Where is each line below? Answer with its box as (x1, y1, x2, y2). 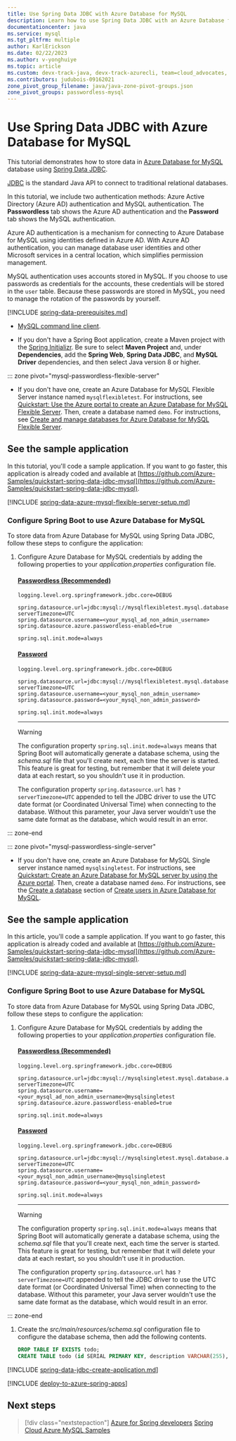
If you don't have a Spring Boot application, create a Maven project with (17, 335, 225, 344)
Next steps (7, 1399, 56, 1411)
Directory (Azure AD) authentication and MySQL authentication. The (7, 200, 204, 209)
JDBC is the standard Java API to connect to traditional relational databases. (7, 179, 228, 187)
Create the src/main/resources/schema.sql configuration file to (17, 1325, 201, 1334)
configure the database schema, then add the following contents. (17, 1332, 207, 1341)
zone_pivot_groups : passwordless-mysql (7, 89, 124, 96)
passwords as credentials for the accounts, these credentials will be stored (7, 280, 225, 288)
